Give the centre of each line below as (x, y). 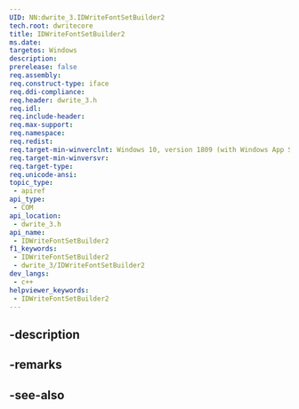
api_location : (36, 216)
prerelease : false (43, 68)
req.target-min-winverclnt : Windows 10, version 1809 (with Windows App (147, 149)
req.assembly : (36, 76)
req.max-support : (41, 125)
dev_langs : (29, 274)
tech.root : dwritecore (51, 26)
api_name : (28, 232)
